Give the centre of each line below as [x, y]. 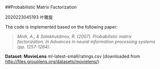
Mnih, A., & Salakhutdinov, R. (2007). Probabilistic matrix [74, 36]
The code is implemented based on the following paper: [61, 27]
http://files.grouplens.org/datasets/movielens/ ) [52, 61]
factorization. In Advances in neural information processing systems [86, 42]
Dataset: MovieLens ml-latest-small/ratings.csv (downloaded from [73, 56]
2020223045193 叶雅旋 [29, 17]
